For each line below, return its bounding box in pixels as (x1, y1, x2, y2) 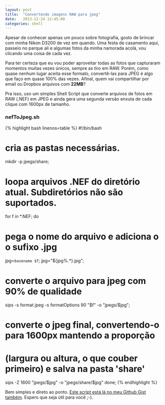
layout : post (5, 7, 32, 12)
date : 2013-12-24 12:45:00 (5, 16, 65, 21)
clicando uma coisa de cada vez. (5, 51, 72, 57)
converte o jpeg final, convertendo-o (5, 319, 160, 331)
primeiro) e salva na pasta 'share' (5, 363, 145, 374)
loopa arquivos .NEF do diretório (5, 176, 140, 187)
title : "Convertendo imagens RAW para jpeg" (5, 12, 100, 17)
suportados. (5, 197, 57, 208)
